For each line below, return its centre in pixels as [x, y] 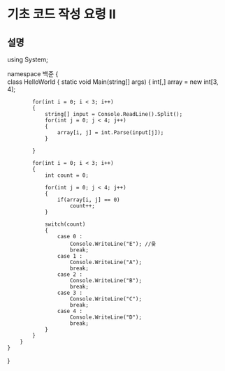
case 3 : [70, 293]
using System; [28, 59]
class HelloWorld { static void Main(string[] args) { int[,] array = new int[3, [113, 82]
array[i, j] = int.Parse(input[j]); [110, 133]
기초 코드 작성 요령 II [62, 14]
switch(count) [65, 224]
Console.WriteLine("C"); [106, 299]
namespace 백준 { [33, 74]
